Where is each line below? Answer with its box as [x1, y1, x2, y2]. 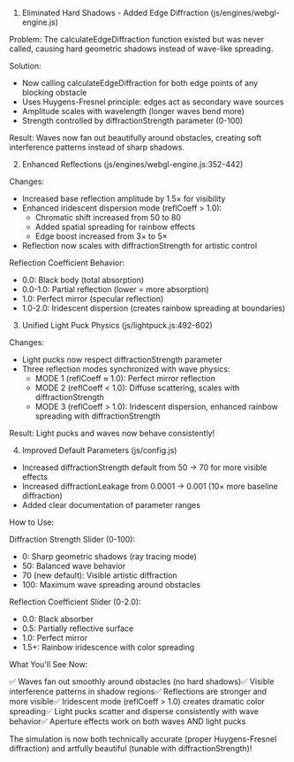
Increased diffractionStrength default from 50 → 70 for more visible [21, 462, 268, 473]
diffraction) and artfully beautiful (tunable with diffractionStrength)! [9, 743, 253, 753]
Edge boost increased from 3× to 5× [34, 231, 168, 242]
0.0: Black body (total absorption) [21, 274, 145, 285]
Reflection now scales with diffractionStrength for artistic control [21, 241, 258, 250]
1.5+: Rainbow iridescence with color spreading [21, 642, 195, 652]
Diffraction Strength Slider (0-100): [9, 535, 136, 544]
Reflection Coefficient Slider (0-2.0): [9, 597, 141, 607]
